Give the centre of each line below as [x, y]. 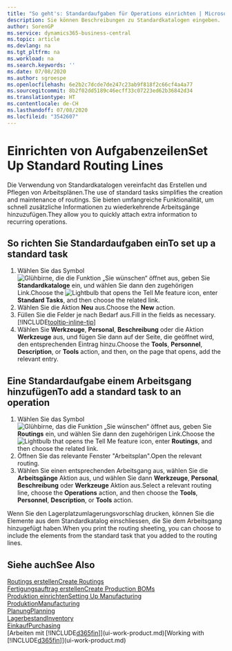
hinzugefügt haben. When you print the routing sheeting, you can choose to [114, 528]
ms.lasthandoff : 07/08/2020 [48, 110]
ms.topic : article [33, 39]
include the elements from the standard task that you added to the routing [112, 536]
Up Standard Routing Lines [85, 165]
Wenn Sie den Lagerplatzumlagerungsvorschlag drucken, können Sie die [111, 514]
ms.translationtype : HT [41, 98]
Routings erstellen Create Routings [56, 581]
